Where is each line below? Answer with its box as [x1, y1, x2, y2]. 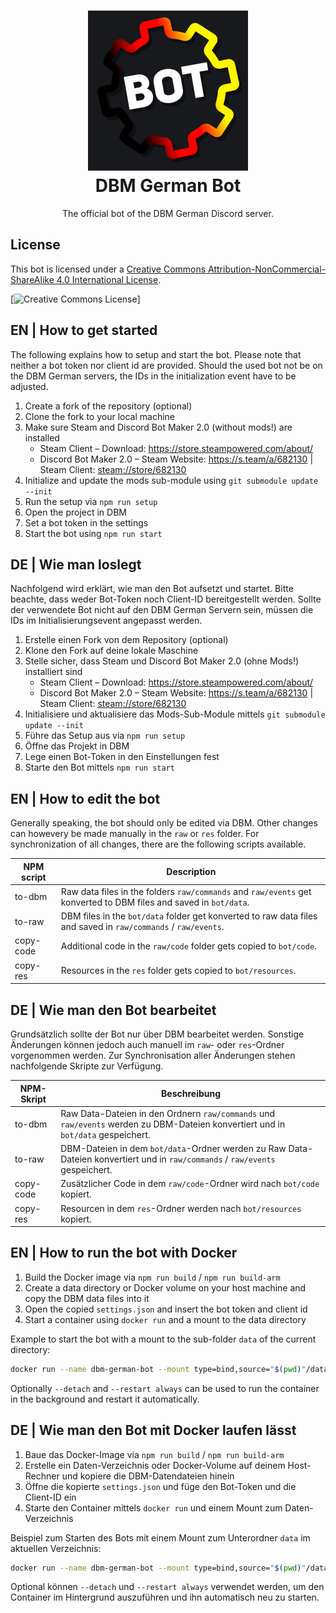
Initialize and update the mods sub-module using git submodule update [24, 474, 319, 486]
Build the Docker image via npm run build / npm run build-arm [24, 1271, 281, 1283]
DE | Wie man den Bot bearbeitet [10, 1001, 217, 1019]
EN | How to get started [10, 322, 158, 339]
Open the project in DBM [24, 506, 127, 518]
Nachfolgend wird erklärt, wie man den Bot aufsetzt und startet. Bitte [10, 583, 294, 595]
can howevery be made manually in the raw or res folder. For [10, 828, 260, 840]
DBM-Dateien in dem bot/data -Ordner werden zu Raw [60, 1143, 287, 1154]
